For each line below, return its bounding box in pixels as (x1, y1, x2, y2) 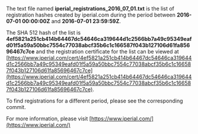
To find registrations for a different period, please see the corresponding (6, 97, 183, 104)
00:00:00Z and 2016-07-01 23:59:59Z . (21, 18, 122, 24)
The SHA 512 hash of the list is (6, 29, 81, 36)
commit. (6, 104, 26, 110)
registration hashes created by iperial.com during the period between (6, 11, 176, 18)
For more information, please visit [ (6, 115, 92, 122)
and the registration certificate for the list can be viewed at (36, 48, 179, 55)
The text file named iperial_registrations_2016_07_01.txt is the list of (6, 5, 175, 12)
